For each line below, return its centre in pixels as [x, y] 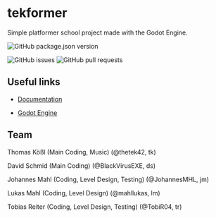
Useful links [34, 82]
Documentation [40, 99]
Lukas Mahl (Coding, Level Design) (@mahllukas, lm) [84, 193]
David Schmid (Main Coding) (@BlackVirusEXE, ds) [82, 165]
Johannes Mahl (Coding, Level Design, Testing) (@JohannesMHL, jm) [108, 179]
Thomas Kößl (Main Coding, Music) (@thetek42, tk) [82, 152]
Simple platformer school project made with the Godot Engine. [97, 32]
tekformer [37, 13]
